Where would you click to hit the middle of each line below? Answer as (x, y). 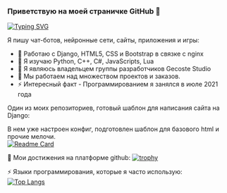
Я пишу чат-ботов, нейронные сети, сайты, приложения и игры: (103, 40)
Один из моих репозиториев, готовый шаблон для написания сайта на (114, 108)
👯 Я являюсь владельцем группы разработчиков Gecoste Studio (114, 69)
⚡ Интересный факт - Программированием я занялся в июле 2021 (118, 85)
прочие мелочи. (32, 137)
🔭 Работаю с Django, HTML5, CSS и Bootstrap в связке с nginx (111, 54)
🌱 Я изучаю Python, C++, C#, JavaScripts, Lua (86, 61)
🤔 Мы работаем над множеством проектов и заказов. (99, 76)
